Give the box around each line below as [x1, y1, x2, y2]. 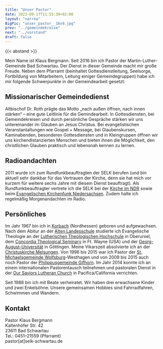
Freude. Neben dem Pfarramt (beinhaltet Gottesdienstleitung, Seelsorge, [5, 68, 152, 74]
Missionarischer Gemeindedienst [5, 93, 109, 101]
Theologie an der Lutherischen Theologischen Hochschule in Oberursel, [5, 233, 151, 239]
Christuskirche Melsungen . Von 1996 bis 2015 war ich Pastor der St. [5, 249, 142, 255]
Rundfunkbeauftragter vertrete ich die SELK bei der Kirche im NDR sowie [5, 185, 153, 191]
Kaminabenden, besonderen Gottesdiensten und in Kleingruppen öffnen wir [5, 132, 158, 138]
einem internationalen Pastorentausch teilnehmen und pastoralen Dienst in [5, 265, 156, 271]
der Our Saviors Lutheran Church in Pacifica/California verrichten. [5, 270, 138, 276]
